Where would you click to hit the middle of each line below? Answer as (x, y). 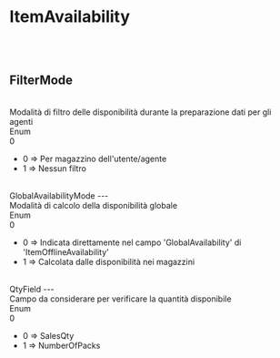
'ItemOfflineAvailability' (65, 251)
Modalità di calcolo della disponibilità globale (94, 205)
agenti (21, 121)
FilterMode (41, 81)
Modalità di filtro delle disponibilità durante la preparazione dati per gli (140, 112)
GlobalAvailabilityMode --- (59, 195)
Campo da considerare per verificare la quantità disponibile (120, 299)
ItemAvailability (70, 17)
